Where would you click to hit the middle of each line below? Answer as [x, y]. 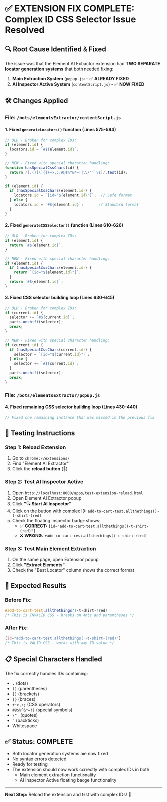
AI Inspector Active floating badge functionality [68, 780]
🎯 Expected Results [36, 586]
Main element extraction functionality [58, 775]
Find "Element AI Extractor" [40, 463]
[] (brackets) [26, 694]
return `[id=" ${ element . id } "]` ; [47, 272]
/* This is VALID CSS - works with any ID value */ [60, 643]
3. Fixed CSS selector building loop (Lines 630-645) [60, 298]
